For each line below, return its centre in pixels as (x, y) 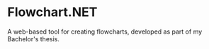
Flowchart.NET (52, 12)
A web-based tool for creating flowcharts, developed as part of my (105, 31)
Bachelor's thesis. (34, 38)
